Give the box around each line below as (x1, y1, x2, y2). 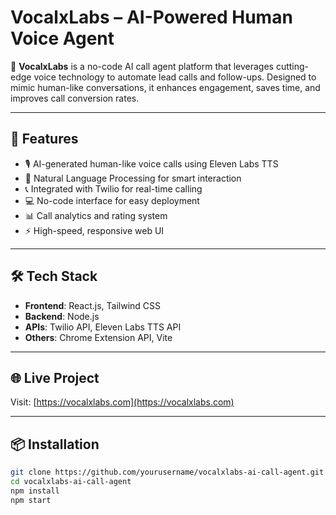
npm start (10, 495, 52, 505)
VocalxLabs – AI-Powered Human (10, 6, 293, 29)
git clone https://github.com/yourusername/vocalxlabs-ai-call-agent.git (10, 467, 325, 478)
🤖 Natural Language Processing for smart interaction (24, 172, 242, 184)
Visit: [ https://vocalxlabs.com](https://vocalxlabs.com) (10, 396, 235, 408)
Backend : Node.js (24, 310, 100, 322)
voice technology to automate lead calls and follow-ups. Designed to (33, 71, 317, 83)
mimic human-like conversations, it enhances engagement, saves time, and (10, 81, 321, 93)
